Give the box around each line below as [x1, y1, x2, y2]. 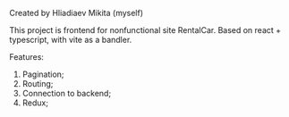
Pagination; [21, 69, 64, 79]
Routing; [21, 79, 54, 88]
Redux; [21, 97, 49, 108]
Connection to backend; [21, 88, 112, 98]
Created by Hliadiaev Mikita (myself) [9, 8, 144, 18]
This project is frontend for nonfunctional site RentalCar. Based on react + [9, 25, 282, 35]
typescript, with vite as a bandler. [9, 35, 132, 45]
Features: [9, 52, 45, 62]
